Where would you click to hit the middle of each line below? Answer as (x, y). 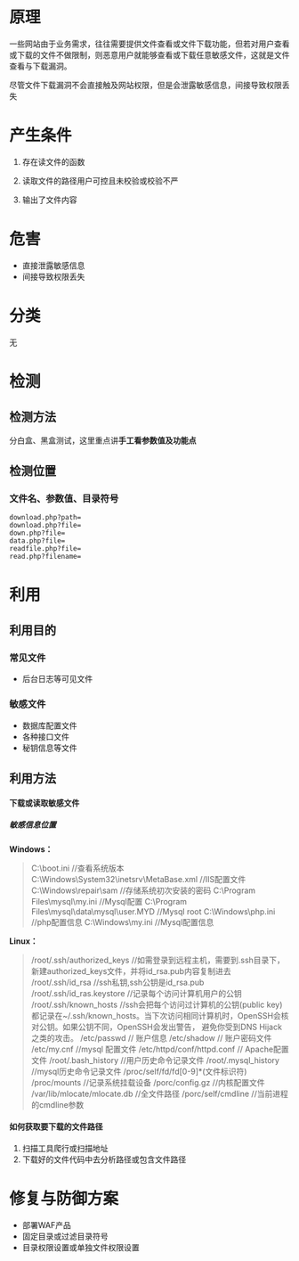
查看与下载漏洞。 (40, 66)
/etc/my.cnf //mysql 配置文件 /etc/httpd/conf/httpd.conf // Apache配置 (160, 1049)
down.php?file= (37, 533)
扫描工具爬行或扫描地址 (65, 1148)
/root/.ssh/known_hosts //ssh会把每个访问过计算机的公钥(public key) (157, 1004)
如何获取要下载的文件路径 (56, 1126)
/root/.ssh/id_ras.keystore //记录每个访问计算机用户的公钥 (136, 993)
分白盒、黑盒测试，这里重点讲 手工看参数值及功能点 (103, 440)
